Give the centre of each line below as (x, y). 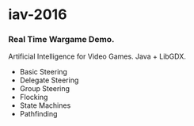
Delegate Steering (49, 80)
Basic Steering (43, 72)
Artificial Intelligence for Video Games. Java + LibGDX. (97, 56)
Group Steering (44, 89)
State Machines (45, 105)
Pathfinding (38, 114)
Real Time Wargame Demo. (61, 40)
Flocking (34, 97)
